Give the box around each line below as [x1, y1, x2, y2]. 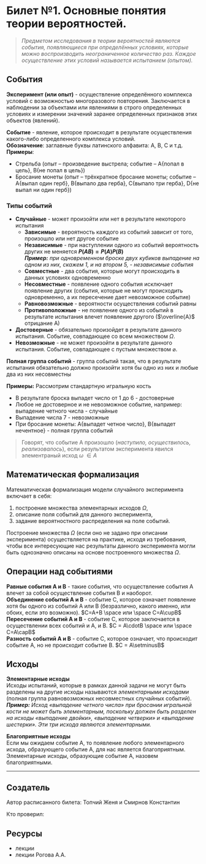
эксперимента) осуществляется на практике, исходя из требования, [6, 535, 187, 543]
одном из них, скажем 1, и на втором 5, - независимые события [24, 261, 194, 269]
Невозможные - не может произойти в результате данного [15, 339, 173, 346]
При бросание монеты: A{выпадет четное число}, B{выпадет [15, 421, 176, 428]
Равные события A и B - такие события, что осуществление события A [6, 583, 194, 590]
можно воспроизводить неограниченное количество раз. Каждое [21, 50, 196, 57]
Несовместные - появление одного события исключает [24, 280, 174, 288]
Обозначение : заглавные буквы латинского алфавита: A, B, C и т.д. [6, 142, 183, 149]
